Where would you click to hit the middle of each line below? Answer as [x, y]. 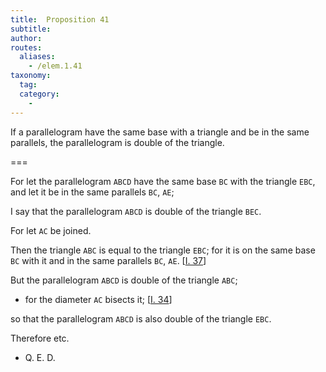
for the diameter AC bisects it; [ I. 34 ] [98, 299]
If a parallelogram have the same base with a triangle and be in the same [160, 132]
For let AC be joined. [51, 230]
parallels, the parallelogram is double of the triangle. [117, 142]
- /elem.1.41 [55, 66]
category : [39, 94]
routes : [26, 47]
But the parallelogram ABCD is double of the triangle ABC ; [124, 280]
